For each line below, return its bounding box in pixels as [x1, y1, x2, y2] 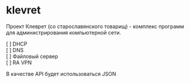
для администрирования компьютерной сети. [6, 29, 122, 36]
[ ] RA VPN [6, 59, 32, 66]
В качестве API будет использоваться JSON [6, 70, 116, 77]
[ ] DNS [6, 46, 24, 53]
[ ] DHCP [6, 40, 27, 47]
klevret [6, 4, 41, 17]
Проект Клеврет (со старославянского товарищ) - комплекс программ [6, 23, 184, 30]
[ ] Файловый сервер [6, 53, 58, 60]
